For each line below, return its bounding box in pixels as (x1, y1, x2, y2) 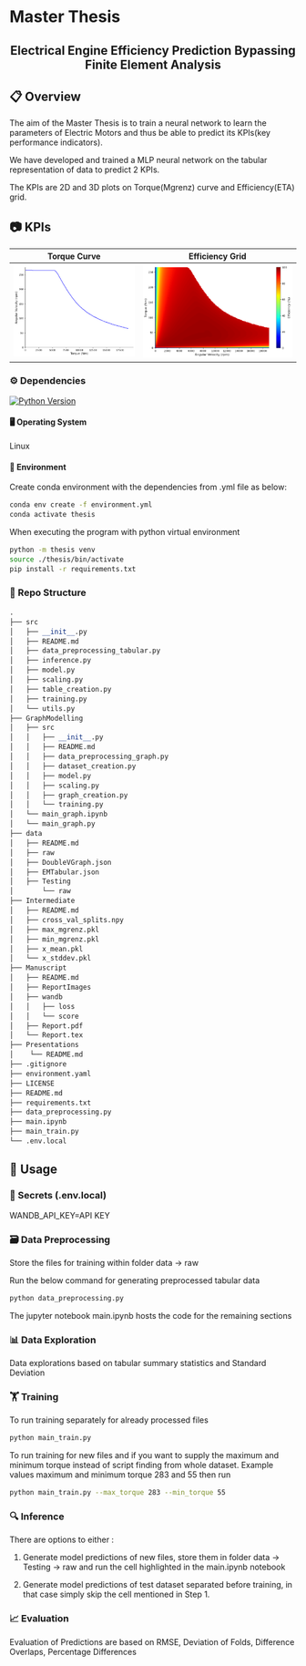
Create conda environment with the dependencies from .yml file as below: (9, 481, 287, 493)
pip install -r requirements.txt (9, 564, 137, 573)
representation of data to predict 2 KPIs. (9, 164, 160, 175)
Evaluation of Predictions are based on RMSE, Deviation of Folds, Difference (9, 1636, 295, 1647)
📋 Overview (9, 88, 82, 104)
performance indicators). (9, 137, 103, 148)
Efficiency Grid (188, 251, 247, 262)
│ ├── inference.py (9, 656, 92, 665)
